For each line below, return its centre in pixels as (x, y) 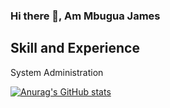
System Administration (57, 72)
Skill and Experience (75, 48)
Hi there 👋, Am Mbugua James (85, 16)
